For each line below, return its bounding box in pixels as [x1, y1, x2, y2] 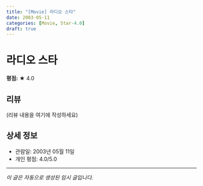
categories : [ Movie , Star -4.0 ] [6, 20, 85, 26]
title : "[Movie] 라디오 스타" [6, 8, 76, 15]
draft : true [6, 25, 36, 32]
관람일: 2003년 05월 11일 [14, 147, 75, 155]
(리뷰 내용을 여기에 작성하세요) [6, 111, 79, 118]
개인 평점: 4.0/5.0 [14, 155, 57, 162]
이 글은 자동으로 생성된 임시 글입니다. [6, 173, 94, 181]
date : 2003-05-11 [6, 14, 50, 21]
